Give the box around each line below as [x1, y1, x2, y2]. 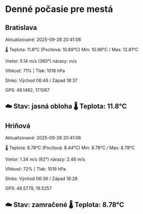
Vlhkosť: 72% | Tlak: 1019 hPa [5, 166, 66, 172]
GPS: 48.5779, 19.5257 [5, 186, 52, 192]
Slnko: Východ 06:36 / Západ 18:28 [5, 176, 78, 182]
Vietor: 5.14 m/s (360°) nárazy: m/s [5, 58, 77, 64]
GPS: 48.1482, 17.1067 [5, 87, 50, 93]
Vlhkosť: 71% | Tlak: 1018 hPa [5, 68, 65, 73]
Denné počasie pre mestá [5, 3, 113, 15]
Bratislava [5, 23, 37, 32]
